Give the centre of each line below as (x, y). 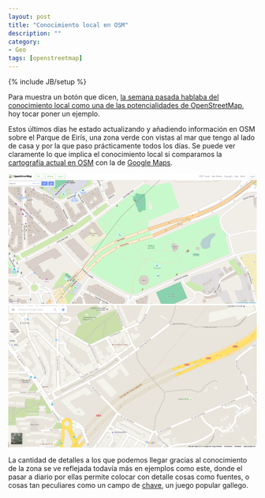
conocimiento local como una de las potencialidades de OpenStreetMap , (126, 105)
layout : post (30, 17)
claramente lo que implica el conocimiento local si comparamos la (115, 154)
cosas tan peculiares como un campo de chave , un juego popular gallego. (128, 485)
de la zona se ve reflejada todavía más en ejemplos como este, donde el (125, 469)
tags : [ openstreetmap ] (45, 58)
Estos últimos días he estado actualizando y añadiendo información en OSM (132, 129)
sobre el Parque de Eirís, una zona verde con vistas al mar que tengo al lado (131, 137)
